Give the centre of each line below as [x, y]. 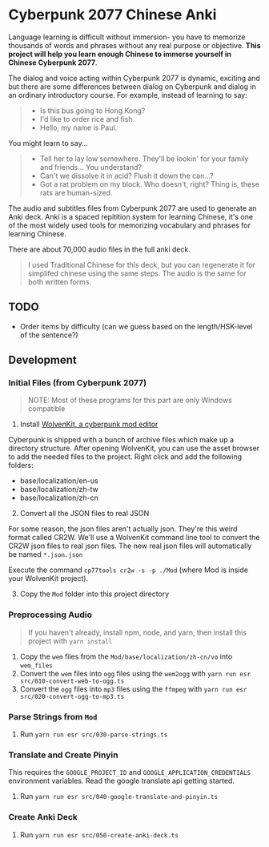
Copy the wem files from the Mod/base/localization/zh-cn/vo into [126, 656]
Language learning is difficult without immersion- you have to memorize [127, 37]
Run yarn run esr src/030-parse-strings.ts [94, 734]
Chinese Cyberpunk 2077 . [53, 63]
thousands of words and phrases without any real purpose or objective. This [134, 45]
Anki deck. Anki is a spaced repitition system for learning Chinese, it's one [131, 216]
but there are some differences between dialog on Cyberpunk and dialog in [132, 87]
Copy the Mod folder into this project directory [94, 594]
